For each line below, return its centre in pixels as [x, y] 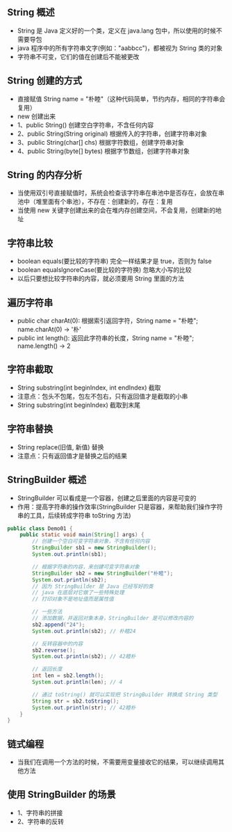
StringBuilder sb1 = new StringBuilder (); [94, 548]
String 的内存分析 [45, 175]
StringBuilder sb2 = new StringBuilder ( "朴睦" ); [103, 573]
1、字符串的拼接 [40, 813]
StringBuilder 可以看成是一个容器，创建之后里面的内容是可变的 [107, 498]
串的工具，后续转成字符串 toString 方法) [74, 515]
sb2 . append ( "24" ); [59, 625]
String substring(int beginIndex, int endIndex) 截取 [89, 387]
